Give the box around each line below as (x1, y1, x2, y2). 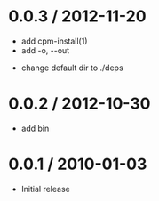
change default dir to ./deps (20, 62, 123, 73)
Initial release (20, 183, 70, 194)
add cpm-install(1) (20, 36, 88, 46)
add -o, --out (20, 44, 70, 55)
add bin (20, 123, 50, 133)
